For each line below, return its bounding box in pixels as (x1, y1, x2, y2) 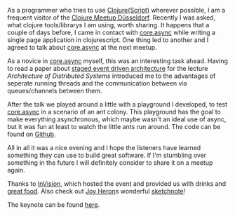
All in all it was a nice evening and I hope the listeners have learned (7, 144, 201, 151)
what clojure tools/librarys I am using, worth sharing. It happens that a (7, 21, 210, 29)
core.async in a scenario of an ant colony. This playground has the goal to (7, 108, 221, 116)
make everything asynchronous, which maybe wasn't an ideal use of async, (7, 115, 227, 123)
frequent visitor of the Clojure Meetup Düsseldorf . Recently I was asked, (7, 13, 216, 22)
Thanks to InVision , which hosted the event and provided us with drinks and (7, 180, 227, 188)
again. (7, 166, 26, 174)
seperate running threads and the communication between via (7, 79, 187, 87)
